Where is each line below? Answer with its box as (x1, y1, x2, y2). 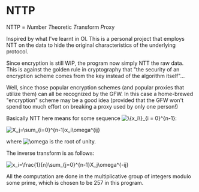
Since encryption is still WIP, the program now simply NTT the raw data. (6, 59, 184, 67)
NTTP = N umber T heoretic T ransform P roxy (6, 23, 115, 31)
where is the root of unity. (6, 137, 96, 145)
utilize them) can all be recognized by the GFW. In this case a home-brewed (6, 90, 194, 97)
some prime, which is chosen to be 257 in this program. (6, 179, 144, 186)
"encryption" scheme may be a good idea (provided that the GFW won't (6, 97, 184, 104)
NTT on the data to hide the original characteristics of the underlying (6, 41, 176, 49)
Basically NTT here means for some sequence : (6, 115, 177, 122)
